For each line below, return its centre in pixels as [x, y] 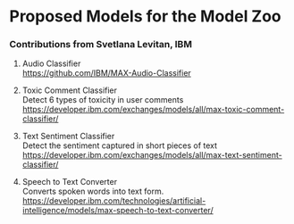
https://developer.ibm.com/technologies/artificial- [114, 201]
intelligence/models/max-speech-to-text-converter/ [118, 211]
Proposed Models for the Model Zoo [145, 17]
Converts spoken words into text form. [93, 191]
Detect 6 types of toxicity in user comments [103, 100]
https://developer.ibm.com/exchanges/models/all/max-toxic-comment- [153, 110]
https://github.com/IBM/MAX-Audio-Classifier [107, 73]
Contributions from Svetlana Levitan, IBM [101, 45]
